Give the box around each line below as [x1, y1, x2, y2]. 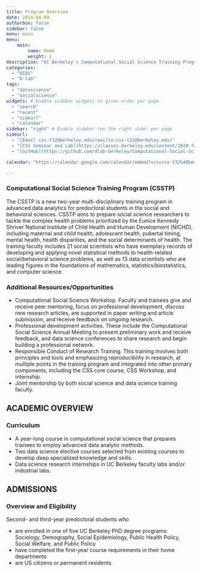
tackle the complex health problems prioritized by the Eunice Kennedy [6, 217, 179, 224]
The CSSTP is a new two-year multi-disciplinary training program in [6, 197, 173, 205]
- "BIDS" [11, 70, 33, 76]
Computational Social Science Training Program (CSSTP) [6, 184, 175, 193]
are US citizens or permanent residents [14, 559, 112, 567]
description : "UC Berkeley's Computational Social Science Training [6, 59, 181, 65]
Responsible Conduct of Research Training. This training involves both [14, 348, 188, 355]
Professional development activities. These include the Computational [14, 322, 187, 329]
